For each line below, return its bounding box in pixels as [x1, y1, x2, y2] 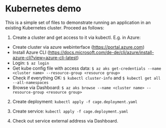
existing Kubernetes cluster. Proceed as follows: [5, 24, 104, 30]
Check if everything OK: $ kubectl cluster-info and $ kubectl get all [12, 75, 161, 81]
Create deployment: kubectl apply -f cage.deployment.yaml [12, 98, 137, 105]
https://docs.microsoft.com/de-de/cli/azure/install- [49, 49, 154, 55]
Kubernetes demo [5, 3, 81, 14]
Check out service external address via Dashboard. [12, 118, 118, 124]
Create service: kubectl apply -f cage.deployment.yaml [12, 108, 128, 114]
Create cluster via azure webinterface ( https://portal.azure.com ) [12, 44, 145, 50]
